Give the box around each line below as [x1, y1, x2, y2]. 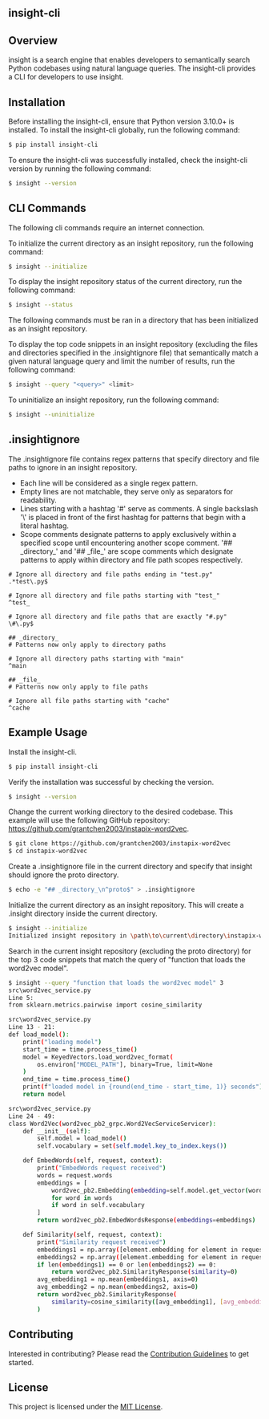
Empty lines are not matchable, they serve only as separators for [19, 486, 234, 496]
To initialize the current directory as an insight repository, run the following [8, 238, 254, 248]
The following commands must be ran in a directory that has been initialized [8, 315, 259, 325]
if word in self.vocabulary [50, 1201, 146, 1210]
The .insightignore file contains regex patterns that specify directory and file [8, 453, 260, 464]
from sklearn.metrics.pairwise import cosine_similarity [8, 1001, 203, 1010]
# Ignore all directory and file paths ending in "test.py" [8, 570, 214, 579]
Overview [8, 34, 58, 47]
